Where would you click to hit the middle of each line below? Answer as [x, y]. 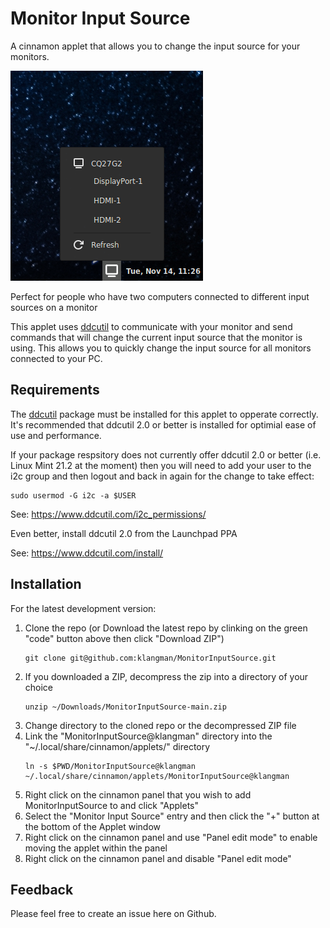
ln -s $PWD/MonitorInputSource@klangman [110, 766]
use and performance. [56, 435]
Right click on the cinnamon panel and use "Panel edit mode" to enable [171, 837]
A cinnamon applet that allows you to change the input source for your [155, 46]
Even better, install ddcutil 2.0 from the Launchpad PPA [124, 533]
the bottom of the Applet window [92, 826]
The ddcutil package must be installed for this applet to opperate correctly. [164, 414]
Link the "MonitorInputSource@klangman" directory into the [148, 736]
